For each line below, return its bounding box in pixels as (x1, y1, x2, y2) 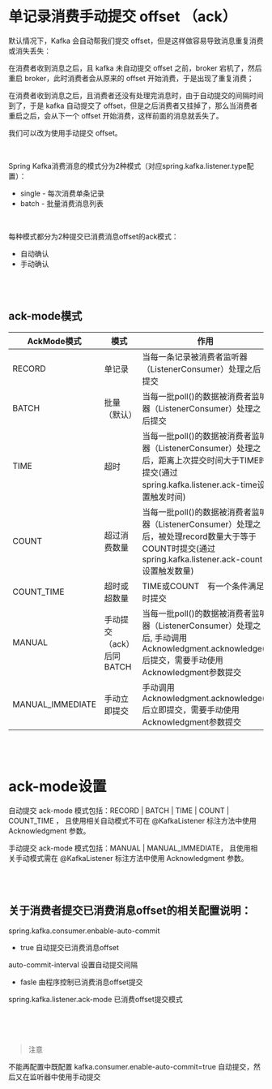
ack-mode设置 (8, 777, 107, 795)
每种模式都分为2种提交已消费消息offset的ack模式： (8, 231, 180, 241)
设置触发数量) (142, 565, 194, 576)
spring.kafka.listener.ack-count (142, 553, 263, 565)
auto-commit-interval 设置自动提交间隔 (8, 959, 138, 970)
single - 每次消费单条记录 (19, 188, 105, 198)
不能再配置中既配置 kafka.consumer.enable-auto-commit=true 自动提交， (8, 1061, 254, 1071)
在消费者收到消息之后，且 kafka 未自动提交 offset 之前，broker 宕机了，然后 (8, 62, 262, 73)
